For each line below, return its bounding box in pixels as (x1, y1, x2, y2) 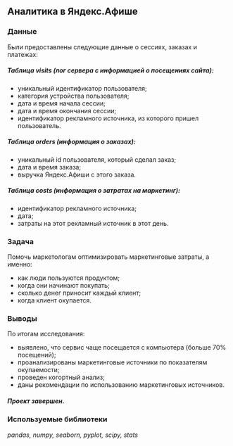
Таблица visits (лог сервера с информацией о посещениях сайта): (7, 66, 215, 75)
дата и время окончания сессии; (17, 106, 117, 115)
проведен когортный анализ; (17, 373, 106, 382)
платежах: (7, 50, 39, 58)
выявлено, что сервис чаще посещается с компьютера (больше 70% (17, 343, 227, 352)
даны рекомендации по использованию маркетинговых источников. (17, 381, 225, 389)
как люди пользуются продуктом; (17, 274, 120, 282)
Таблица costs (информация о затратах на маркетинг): (7, 186, 181, 195)
